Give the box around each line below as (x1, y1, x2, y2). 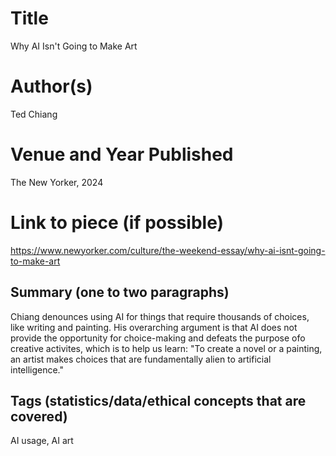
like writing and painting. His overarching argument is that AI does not (10, 321, 298, 333)
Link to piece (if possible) (10, 212, 225, 234)
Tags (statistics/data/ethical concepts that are (10, 392, 307, 409)
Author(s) (10, 75, 93, 98)
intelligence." (10, 363, 65, 376)
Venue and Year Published (10, 143, 234, 166)
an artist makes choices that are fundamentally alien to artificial (10, 353, 272, 365)
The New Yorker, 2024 (10, 176, 104, 188)
